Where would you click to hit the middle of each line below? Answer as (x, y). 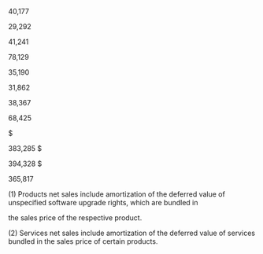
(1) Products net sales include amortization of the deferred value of (117, 194)
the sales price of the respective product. (75, 218)
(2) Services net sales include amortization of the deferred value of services (132, 233)
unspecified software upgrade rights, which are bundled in (103, 202)
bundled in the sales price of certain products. (83, 241)
